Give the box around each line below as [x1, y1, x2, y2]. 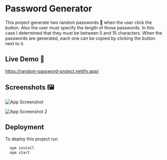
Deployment [5, 123, 44, 131]
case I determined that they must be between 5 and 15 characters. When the [5, 30, 163, 36]
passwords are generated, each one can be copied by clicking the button [5, 35, 156, 41]
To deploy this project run [5, 136, 58, 142]
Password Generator [5, 3, 92, 14]
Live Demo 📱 [5, 55, 45, 64]
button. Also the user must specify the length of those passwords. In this [5, 24, 155, 30]
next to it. [5, 40, 25, 46]
